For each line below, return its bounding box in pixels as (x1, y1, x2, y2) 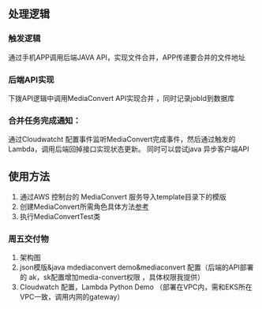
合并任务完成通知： (8, 115, 81, 126)
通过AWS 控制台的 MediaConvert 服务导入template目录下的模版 (19, 192, 226, 202)
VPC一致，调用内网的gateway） (19, 292, 125, 302)
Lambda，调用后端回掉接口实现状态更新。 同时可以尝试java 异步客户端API (8, 144, 249, 154)
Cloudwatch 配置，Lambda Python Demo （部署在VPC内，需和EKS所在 (19, 282, 253, 292)
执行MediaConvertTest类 (19, 212, 101, 222)
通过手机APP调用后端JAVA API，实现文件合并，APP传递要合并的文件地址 (8, 52, 246, 61)
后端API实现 (8, 74, 54, 85)
